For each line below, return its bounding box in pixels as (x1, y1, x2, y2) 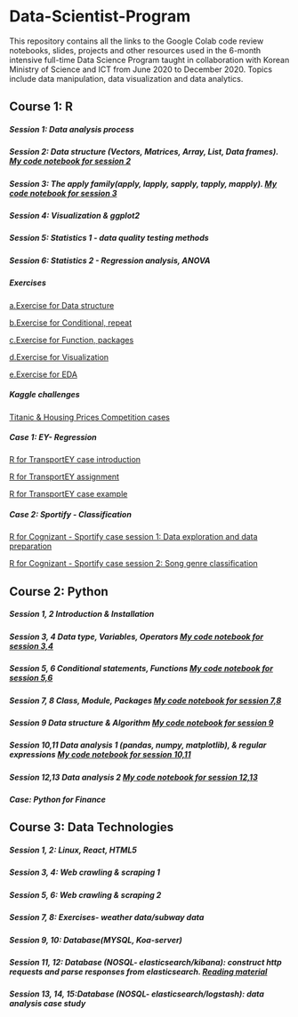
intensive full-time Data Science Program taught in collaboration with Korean (9, 54, 290, 65)
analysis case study (9, 998, 86, 1009)
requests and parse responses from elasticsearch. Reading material (9, 966, 268, 977)
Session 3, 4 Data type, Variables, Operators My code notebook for (9, 631, 264, 642)
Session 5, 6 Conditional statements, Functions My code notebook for (9, 663, 274, 674)
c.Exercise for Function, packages (9, 334, 134, 345)
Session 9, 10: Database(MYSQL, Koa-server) (9, 934, 182, 945)
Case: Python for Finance (9, 794, 107, 805)
